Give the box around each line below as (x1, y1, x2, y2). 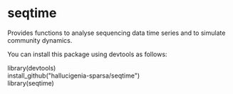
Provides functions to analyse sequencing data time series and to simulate (7, 28, 226, 37)
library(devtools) (7, 63, 56, 72)
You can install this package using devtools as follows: (7, 50, 167, 58)
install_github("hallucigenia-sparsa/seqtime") (7, 71, 140, 80)
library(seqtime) (7, 78, 55, 87)
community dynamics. (7, 36, 73, 44)
